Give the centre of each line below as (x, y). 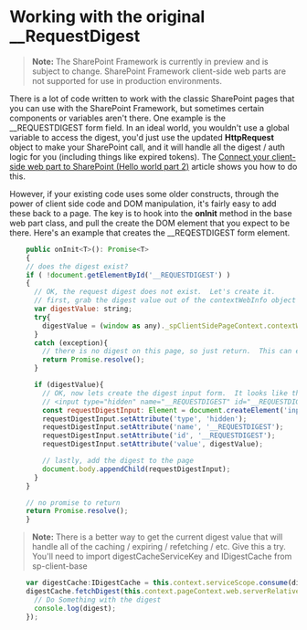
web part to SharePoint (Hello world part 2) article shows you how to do (162, 166)
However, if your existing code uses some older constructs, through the (144, 194)
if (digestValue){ (69, 385)
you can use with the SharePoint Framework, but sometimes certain (137, 108)
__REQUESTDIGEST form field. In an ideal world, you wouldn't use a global (149, 127)
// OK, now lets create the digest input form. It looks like (165, 393)
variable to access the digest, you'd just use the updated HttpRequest (142, 137)
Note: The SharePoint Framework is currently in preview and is (150, 61)
